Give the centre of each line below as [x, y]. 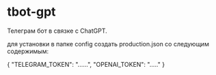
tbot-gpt [31, 12]
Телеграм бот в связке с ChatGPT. [57, 31]
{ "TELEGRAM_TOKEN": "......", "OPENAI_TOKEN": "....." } [86, 64]
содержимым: [28, 51]
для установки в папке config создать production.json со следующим [108, 44]
